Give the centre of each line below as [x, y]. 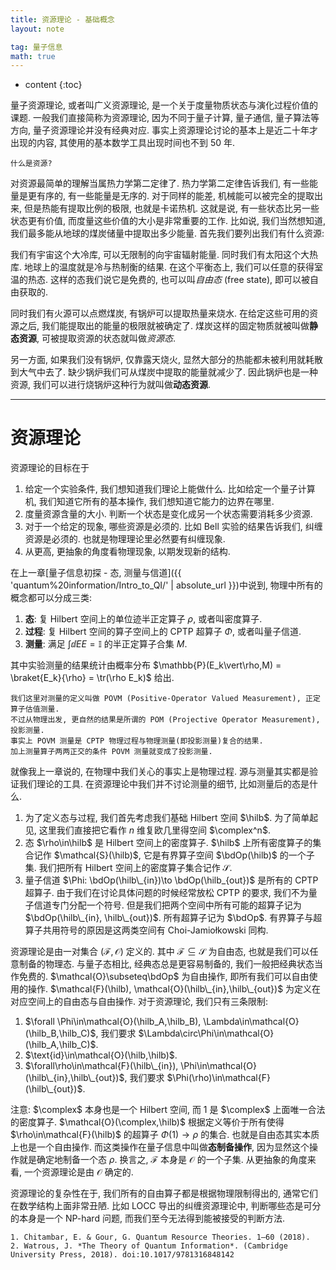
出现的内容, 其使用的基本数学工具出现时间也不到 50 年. [123, 143]
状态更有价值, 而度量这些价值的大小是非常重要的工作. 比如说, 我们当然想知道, [168, 221]
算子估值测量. [35, 709]
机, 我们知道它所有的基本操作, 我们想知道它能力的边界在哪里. [149, 502]
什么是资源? [31, 164]
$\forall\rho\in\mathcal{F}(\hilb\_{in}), [101, 1066]
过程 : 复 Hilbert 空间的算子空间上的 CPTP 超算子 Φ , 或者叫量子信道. [163, 632]
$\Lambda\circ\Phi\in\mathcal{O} [206, 1033]
